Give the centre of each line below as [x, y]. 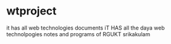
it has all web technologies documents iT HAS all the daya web [85, 28]
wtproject [32, 11]
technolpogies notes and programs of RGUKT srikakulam [78, 34]
